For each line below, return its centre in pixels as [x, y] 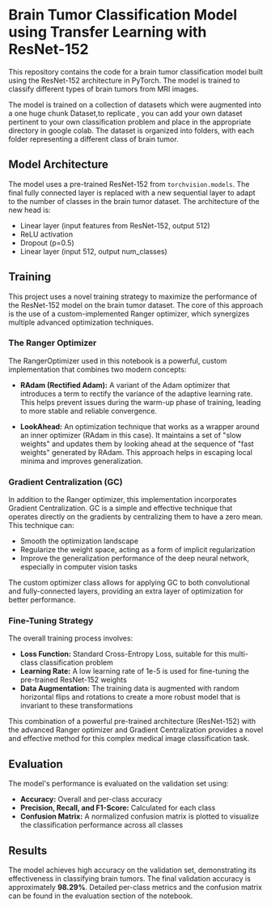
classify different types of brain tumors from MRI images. [104, 89]
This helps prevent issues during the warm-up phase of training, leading [140, 402]
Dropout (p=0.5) [47, 243]
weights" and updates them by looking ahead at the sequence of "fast [137, 444]
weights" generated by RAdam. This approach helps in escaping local [136, 452]
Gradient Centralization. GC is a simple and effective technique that [121, 509]
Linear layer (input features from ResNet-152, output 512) [115, 225]
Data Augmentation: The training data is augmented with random [130, 688]
